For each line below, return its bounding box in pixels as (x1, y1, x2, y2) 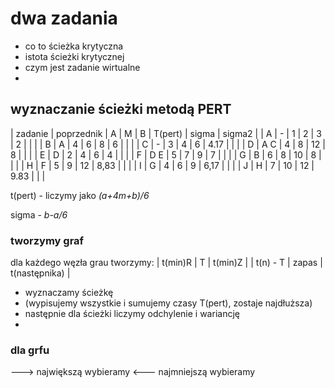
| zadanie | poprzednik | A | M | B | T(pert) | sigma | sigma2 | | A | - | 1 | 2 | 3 (10, 127, 322, 139)
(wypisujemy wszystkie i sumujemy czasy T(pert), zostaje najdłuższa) (24, 297, 313, 309)
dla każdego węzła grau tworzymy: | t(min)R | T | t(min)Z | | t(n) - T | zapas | (10, 257, 323, 269)
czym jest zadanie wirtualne (24, 61, 141, 73)
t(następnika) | (10, 267, 71, 279)
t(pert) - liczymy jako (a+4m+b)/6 (10, 189, 150, 201)
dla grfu (10, 343, 50, 357)
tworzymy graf (10, 233, 85, 247)
